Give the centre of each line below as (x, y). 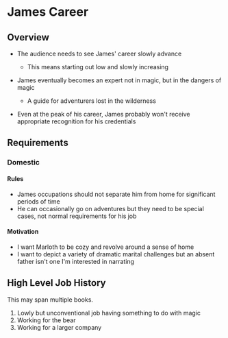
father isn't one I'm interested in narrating (76, 261)
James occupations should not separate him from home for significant (116, 194)
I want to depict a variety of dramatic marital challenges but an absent (116, 254)
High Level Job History (56, 283)
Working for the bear (46, 320)
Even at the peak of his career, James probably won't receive (103, 114)
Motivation (23, 232)
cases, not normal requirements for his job (77, 216)
